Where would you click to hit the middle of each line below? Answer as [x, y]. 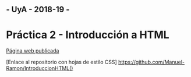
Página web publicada [33, 51]
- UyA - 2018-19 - [38, 10]
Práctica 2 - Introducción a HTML [88, 35]
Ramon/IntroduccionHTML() [40, 68]
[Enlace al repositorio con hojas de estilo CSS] [62, 62]
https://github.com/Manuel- [152, 62]
